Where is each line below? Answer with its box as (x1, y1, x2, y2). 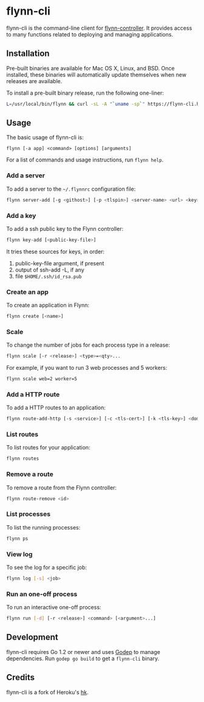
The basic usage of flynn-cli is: (6, 134, 84, 141)
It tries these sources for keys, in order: (6, 248, 105, 255)
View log (6, 550, 33, 558)
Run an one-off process (6, 590, 78, 598)
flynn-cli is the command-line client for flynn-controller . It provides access (6, 24, 192, 32)
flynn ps (6, 536, 29, 542)
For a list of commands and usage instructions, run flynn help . (6, 156, 164, 163)
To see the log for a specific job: (6, 564, 87, 571)
